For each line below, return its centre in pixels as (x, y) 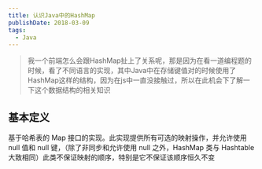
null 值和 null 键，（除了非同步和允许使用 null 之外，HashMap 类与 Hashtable (131, 148)
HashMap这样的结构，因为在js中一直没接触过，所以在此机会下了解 (135, 80)
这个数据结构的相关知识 (72, 90)
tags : (17, 30)
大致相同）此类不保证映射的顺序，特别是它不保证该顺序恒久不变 (111, 157)
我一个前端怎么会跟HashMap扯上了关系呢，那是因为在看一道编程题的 (139, 61)
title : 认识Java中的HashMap (52, 15)
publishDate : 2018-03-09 (49, 23)
